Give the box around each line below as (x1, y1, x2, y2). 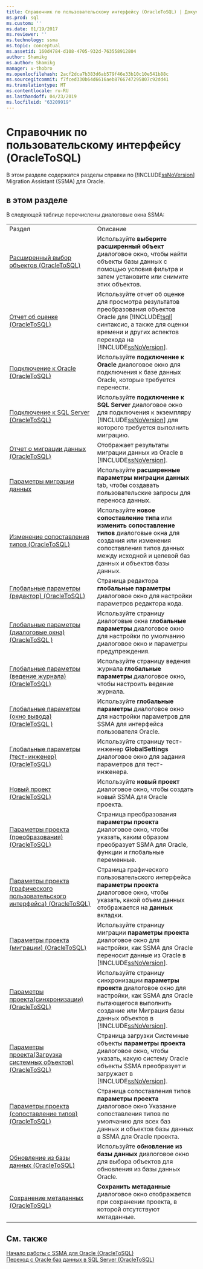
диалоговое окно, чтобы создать (97, 785, 194, 793)
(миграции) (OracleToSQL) (9, 944, 87, 952)
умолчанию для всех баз (97, 1117, 171, 1126)
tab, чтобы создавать (97, 481, 159, 490)
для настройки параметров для (97, 712, 190, 721)
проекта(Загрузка (9, 1051, 62, 1059)
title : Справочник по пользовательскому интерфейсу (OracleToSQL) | (6, 8, 182, 15)
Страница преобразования (97, 810, 177, 819)
